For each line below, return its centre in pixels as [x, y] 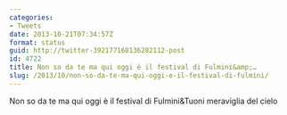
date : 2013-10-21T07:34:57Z [61, 34]
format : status [37, 42]
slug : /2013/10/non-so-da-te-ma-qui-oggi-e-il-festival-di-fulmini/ [139, 76]
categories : [31, 17]
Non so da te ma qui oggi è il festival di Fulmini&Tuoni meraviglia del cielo [143, 101]
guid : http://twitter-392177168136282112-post [97, 51]
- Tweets [25, 26]
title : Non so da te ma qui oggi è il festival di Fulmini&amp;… [133, 68]
